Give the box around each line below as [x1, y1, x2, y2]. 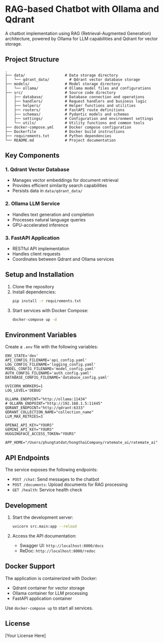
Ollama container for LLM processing [12, 590, 88, 596]
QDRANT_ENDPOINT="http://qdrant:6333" [5, 405, 85, 411]
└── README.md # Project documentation [5, 138, 116, 143]
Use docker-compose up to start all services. [5, 605, 93, 611]
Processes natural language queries [12, 216, 86, 222]
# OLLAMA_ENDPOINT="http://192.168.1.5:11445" [5, 401, 103, 406]
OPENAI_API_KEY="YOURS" [5, 423, 54, 428]
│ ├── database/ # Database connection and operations [5, 94, 145, 100]
